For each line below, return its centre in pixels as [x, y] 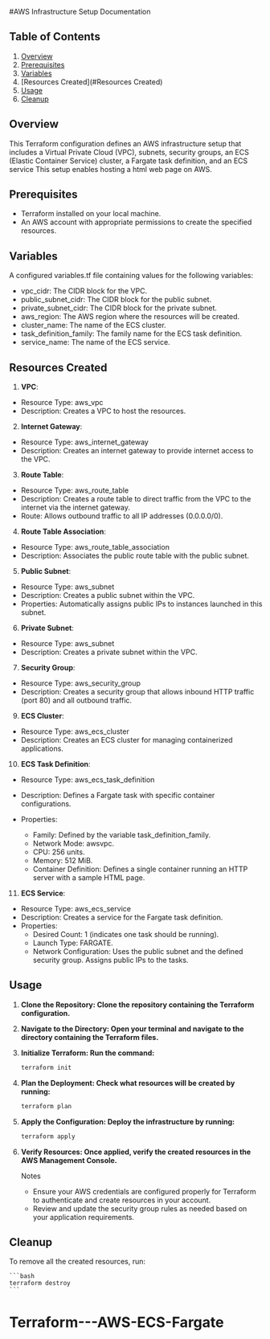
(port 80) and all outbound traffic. [76, 700]
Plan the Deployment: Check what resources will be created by [128, 1083]
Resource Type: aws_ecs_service [76, 909]
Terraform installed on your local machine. [91, 214]
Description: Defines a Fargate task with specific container [118, 796]
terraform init [46, 1067]
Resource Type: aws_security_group [81, 683]
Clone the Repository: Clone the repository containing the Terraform [137, 1005]
